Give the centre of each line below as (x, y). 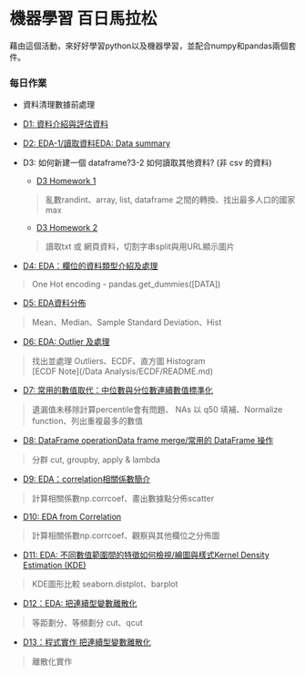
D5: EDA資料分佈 (54, 303)
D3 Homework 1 (66, 181)
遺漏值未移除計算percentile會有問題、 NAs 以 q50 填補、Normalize (157, 410)
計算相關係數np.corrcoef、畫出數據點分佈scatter (123, 499)
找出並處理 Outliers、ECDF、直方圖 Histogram (118, 361)
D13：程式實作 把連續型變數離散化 (87, 642)
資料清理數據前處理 (59, 105)
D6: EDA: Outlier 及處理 (66, 342)
